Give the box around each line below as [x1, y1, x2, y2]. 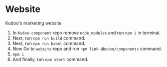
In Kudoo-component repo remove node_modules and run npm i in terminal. [12, 29, 161, 35]
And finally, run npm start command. [12, 56, 89, 62]
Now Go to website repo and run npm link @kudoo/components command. [12, 45, 162, 51]
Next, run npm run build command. [12, 35, 86, 41]
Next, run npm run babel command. [12, 40, 86, 46]
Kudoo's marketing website [5, 20, 62, 26]
